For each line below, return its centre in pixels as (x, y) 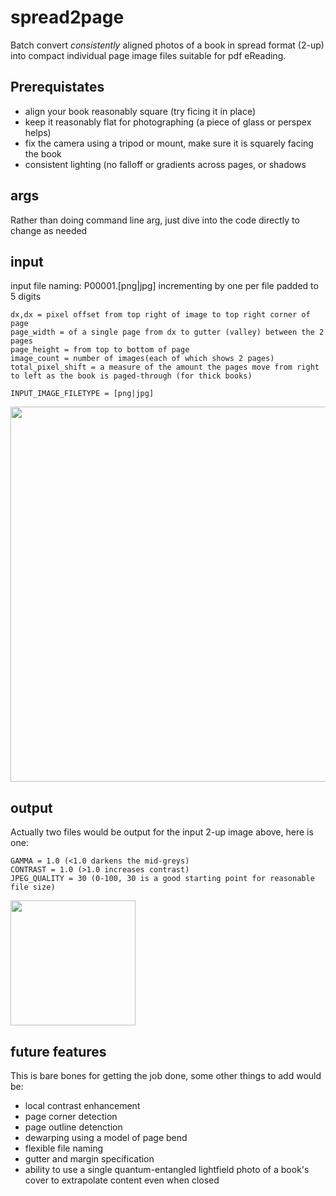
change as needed (49, 230)
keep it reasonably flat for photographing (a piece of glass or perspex (168, 122)
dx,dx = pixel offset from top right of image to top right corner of (160, 315)
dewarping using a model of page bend (106, 1137)
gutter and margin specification (89, 1159)
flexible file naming (64, 1148)
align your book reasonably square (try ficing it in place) (140, 111)
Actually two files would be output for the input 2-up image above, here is (162, 832)
